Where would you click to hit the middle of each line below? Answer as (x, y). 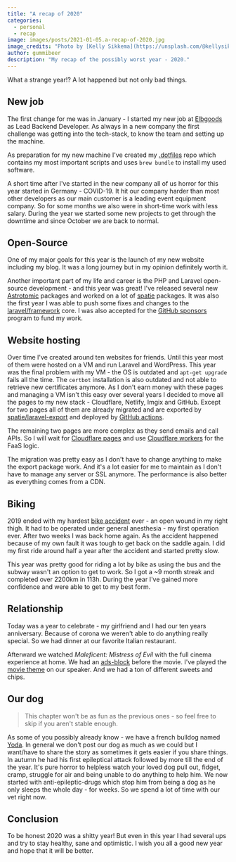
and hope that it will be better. (50, 851)
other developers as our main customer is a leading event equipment (107, 198)
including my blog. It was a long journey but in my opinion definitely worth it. (118, 267)
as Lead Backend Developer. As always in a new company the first (104, 126)
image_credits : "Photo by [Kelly (56, 46)
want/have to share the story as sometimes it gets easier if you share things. (118, 752)
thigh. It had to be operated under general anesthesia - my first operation (113, 528)
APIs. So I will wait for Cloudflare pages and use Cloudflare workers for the (116, 438)
